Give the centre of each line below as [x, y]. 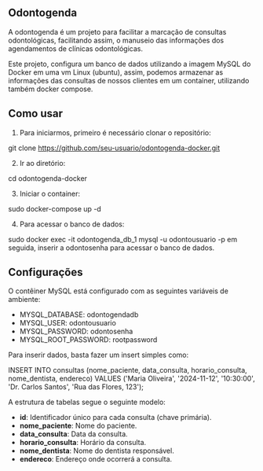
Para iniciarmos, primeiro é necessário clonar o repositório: [115, 132]
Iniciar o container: [50, 193]
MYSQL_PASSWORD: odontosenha [76, 331]
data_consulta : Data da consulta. [73, 434]
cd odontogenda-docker [48, 178]
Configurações [46, 272]
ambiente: [24, 300]
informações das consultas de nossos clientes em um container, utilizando [129, 80]
